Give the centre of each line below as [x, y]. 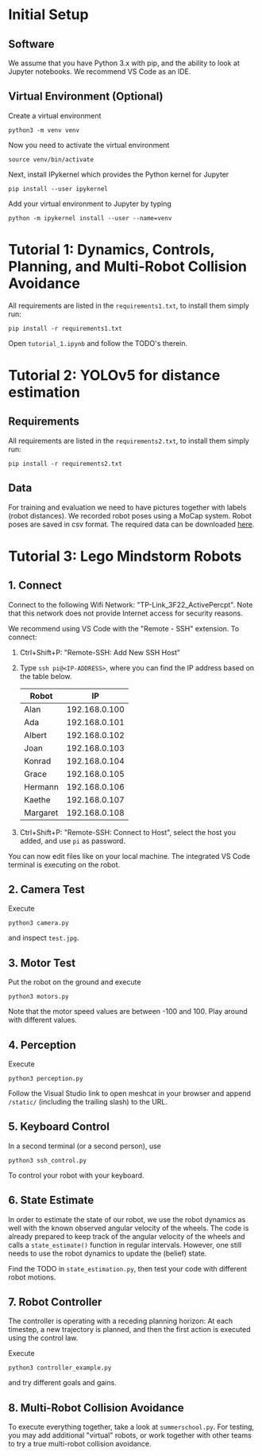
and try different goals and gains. [62, 1383]
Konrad [37, 761]
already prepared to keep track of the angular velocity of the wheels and [127, 1236]
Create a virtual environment [55, 115]
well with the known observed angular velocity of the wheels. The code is [129, 1228]
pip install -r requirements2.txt [65, 464]
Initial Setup [48, 15]
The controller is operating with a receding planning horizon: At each [121, 1321]
